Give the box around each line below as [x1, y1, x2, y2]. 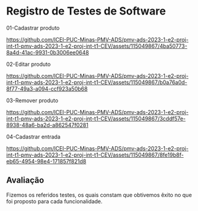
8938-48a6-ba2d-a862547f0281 [6, 121, 88, 128]
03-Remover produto [6, 97, 58, 104]
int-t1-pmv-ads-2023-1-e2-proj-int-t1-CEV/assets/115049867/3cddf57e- [6, 115, 186, 122]
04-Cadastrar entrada [6, 133, 61, 140]
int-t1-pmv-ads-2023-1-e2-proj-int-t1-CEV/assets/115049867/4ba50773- [6, 42, 188, 50]
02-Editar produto [6, 60, 51, 68]
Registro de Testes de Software [6, 4, 166, 18]
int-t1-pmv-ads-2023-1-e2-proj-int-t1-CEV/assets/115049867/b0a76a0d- [6, 79, 188, 86]
